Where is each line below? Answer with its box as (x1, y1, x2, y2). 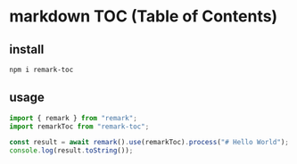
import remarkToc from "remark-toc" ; (9, 122, 150, 131)
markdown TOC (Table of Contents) (9, 6, 278, 27)
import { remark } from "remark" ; (9, 113, 138, 122)
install (9, 42, 45, 57)
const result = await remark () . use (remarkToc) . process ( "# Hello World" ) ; (9, 138, 290, 147)
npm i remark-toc (9, 65, 74, 74)
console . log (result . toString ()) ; (9, 146, 134, 155)
